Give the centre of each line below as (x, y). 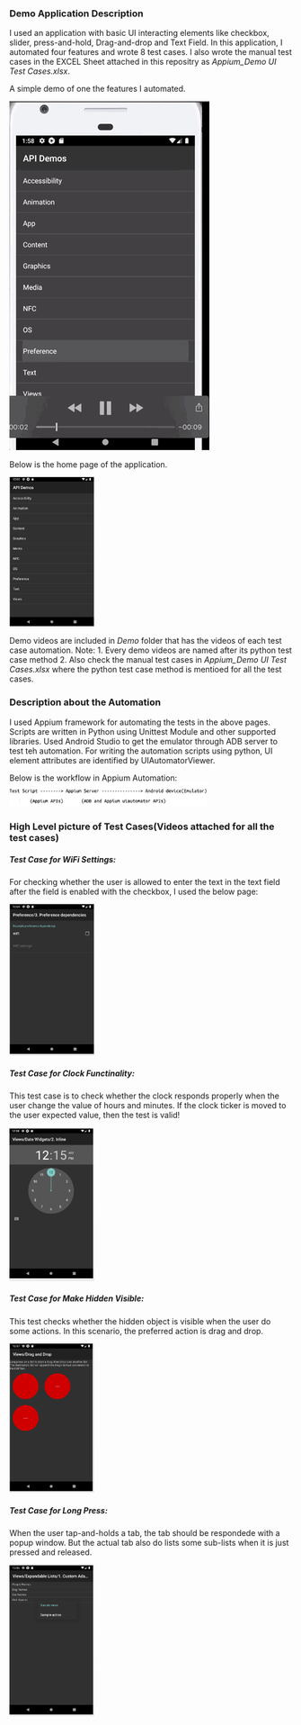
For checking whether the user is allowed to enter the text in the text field (145, 881)
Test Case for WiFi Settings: (63, 859)
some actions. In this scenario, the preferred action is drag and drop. (136, 1331)
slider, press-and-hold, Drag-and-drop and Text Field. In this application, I (146, 42)
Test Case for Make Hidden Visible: (77, 1298)
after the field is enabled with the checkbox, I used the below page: (134, 891)
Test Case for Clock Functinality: (72, 1073)
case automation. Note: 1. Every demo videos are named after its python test (150, 650)
